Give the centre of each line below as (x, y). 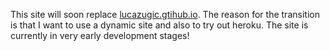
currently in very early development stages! (100, 35)
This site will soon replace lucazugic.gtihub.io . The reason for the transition (165, 14)
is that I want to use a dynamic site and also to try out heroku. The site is (159, 25)
